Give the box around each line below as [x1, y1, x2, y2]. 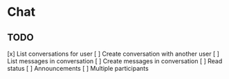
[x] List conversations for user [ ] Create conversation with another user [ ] [7, 49, 220, 58]
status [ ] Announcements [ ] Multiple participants [7, 65, 149, 72]
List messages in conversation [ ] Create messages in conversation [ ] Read [7, 57, 223, 65]
